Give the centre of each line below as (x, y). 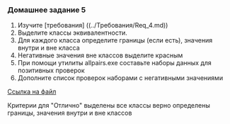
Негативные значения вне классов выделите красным (100, 55)
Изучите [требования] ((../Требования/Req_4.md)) (93, 26)
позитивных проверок (51, 71)
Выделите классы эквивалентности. (72, 33)
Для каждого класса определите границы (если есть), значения (115, 40)
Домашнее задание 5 (47, 10)
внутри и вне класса (48, 48)
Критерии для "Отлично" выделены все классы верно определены (109, 106)
